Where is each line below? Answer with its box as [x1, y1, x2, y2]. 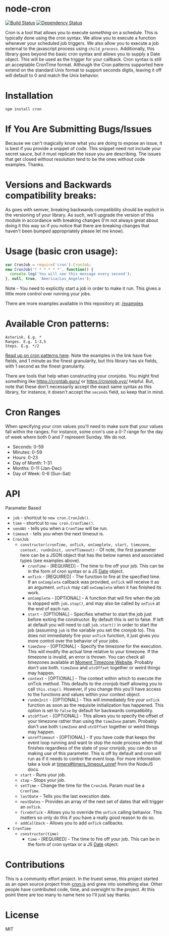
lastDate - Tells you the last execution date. [20, 793, 111, 799]
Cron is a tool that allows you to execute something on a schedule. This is [5, 29, 158, 35]
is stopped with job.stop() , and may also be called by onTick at [27, 600, 160, 606]
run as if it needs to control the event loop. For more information [27, 756, 161, 762]
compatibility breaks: [5, 190, 97, 201]
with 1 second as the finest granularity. [5, 363, 86, 369]
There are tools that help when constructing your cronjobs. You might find [5, 373, 159, 379]
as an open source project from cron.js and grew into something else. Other [5, 881, 163, 887]
